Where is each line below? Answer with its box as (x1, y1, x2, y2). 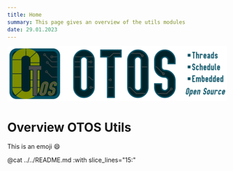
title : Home (7, 11, 42, 18)
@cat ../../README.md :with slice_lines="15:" (7, 156, 136, 164)
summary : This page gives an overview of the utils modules (7, 18, 186, 26)
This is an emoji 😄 (7, 142, 61, 151)
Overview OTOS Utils (7, 119, 132, 135)
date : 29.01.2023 (7, 26, 58, 33)
